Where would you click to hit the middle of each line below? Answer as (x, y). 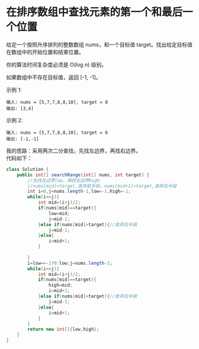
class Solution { (28, 169)
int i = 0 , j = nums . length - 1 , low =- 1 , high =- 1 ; (79, 191)
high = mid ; (60, 285)
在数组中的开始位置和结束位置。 (45, 52)
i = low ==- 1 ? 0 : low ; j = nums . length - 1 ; (70, 263)
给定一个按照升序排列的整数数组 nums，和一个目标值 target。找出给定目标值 (99, 45)
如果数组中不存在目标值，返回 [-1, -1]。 (54, 77)
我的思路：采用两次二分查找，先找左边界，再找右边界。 (73, 150)
